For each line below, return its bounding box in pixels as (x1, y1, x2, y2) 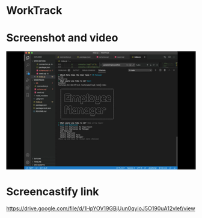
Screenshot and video (6, 31, 118, 45)
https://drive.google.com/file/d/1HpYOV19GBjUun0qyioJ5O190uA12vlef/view (6, 205, 195, 212)
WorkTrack (6, 4, 63, 17)
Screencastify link (6, 185, 99, 199)
